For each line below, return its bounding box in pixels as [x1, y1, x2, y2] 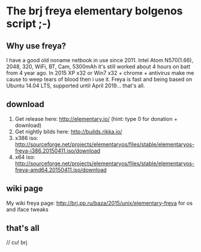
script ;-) [6, 17, 52, 31]
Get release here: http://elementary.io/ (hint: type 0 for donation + [14, 115, 178, 122]
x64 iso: [14, 153, 35, 160]
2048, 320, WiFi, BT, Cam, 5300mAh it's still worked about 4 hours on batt [6, 63, 191, 70]
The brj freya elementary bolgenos [6, 4, 183, 18]
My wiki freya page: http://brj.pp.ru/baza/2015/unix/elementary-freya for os [6, 199, 193, 207]
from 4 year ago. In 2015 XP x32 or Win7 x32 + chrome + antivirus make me [6, 69, 194, 76]
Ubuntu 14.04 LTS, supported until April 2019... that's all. [6, 82, 145, 89]
